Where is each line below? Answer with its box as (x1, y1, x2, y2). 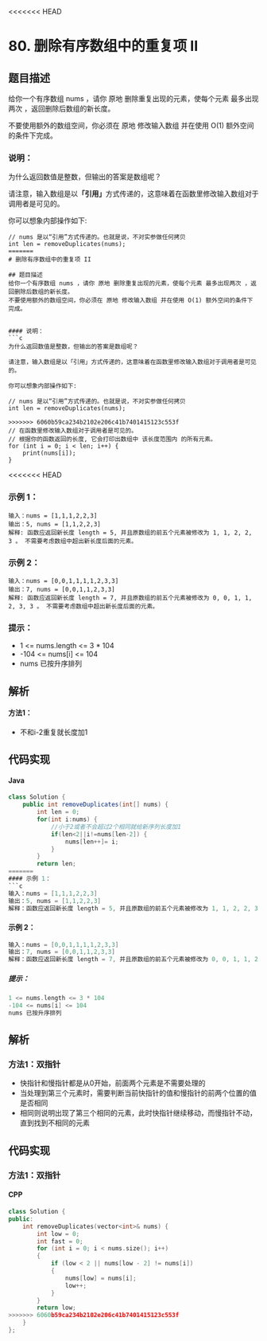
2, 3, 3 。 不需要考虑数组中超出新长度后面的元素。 (8, 602, 159, 610)
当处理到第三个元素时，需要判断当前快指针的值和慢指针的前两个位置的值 (19, 1089, 257, 1098)
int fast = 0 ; (37, 1237, 83, 1245)
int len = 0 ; (37, 808, 80, 816)
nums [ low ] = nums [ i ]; (64, 1274, 137, 1282)
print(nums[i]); (22, 449, 77, 457)
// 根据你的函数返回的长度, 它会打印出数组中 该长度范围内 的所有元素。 (8, 436, 217, 444)
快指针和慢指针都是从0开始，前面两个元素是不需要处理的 (19, 1078, 206, 1088)
